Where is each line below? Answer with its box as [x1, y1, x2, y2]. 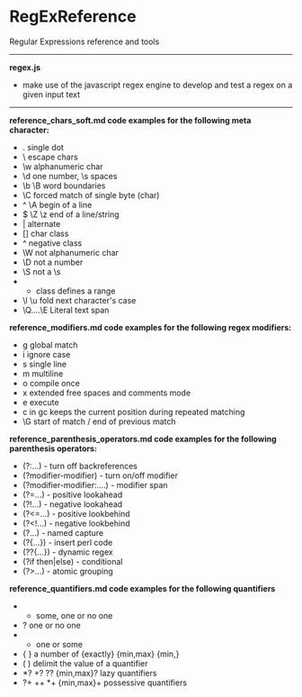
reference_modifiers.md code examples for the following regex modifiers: [9, 321, 292, 332]
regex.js [9, 61, 41, 73]
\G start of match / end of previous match [22, 416, 176, 427]
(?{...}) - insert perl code [22, 537, 113, 548]
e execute [22, 396, 60, 407]
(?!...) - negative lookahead [22, 498, 123, 510]
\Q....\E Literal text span [22, 304, 110, 315]
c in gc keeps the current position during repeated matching [22, 406, 245, 417]
